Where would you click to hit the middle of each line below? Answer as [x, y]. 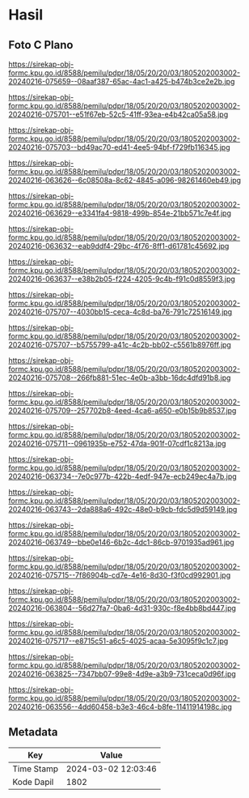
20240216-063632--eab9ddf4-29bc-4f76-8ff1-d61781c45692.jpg [119, 246]
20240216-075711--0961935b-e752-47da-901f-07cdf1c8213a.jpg [117, 444]
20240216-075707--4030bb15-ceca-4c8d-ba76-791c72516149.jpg [120, 312]
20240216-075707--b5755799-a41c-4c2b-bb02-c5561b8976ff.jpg [120, 345]
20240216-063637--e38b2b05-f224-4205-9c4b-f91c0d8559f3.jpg [122, 279]
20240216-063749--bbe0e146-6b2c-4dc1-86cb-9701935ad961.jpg [121, 542]
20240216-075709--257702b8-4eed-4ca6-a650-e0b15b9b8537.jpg [122, 410]
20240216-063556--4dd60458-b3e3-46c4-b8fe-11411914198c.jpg [120, 707]
